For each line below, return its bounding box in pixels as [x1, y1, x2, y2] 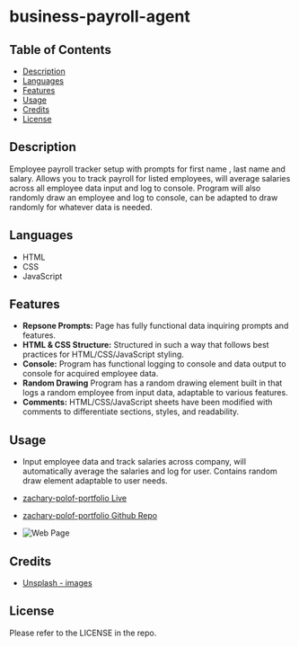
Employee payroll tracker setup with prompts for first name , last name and [9, 164, 286, 174]
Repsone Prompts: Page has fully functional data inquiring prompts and [22, 321, 289, 332]
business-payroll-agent [9, 6, 190, 27]
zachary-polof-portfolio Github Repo [22, 510, 158, 521]
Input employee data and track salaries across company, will [22, 456, 247, 467]
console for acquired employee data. [22, 368, 159, 379]
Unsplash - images [22, 578, 92, 589]
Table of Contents [9, 42, 112, 58]
